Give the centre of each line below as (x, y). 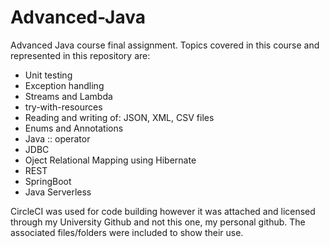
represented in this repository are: (80, 55)
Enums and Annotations (74, 128)
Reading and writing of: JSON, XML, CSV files (119, 117)
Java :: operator (57, 138)
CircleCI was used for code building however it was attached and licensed (163, 211)
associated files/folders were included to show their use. (127, 232)
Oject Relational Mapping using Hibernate (110, 160)
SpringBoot (48, 181)
